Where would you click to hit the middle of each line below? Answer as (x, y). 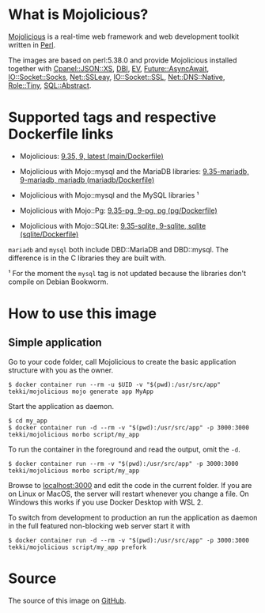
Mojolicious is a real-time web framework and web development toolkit (124, 36)
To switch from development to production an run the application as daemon (133, 517)
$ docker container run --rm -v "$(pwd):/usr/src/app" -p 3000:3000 (123, 464)
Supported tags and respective (112, 117)
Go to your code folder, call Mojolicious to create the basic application (122, 361)
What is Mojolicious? (78, 15)
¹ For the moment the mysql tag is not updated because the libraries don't (127, 273)
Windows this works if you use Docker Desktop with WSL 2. (106, 502)
